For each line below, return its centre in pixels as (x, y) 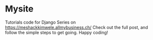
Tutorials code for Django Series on (41, 22)
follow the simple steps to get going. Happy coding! (57, 32)
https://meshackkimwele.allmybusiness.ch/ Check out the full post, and (76, 27)
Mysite (19, 9)
